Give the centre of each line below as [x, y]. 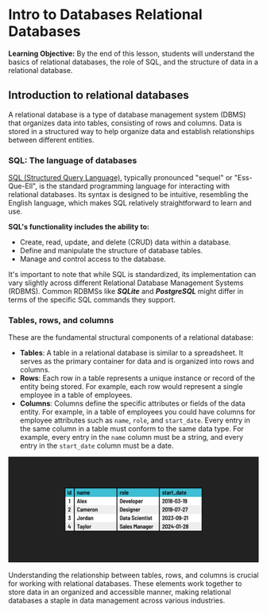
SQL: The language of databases [73, 160]
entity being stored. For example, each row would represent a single [131, 387]
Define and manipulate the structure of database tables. [111, 251]
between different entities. [51, 140]
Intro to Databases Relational [105, 15]
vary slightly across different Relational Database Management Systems [126, 283]
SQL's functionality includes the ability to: [79, 227]
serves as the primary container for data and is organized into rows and [137, 361]
